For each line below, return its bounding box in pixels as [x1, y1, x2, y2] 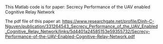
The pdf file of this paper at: [5, 19, 61, 24]
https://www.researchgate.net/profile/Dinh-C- [62, 19, 155, 24]
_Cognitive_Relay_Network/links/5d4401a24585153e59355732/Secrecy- [5, 29, 150, 34]
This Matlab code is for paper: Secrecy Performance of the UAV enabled [5, 4, 151, 10]
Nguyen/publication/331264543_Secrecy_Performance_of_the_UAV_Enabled [5, 23, 158, 29]
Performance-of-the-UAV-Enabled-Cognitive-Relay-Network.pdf [5, 33, 135, 39]
